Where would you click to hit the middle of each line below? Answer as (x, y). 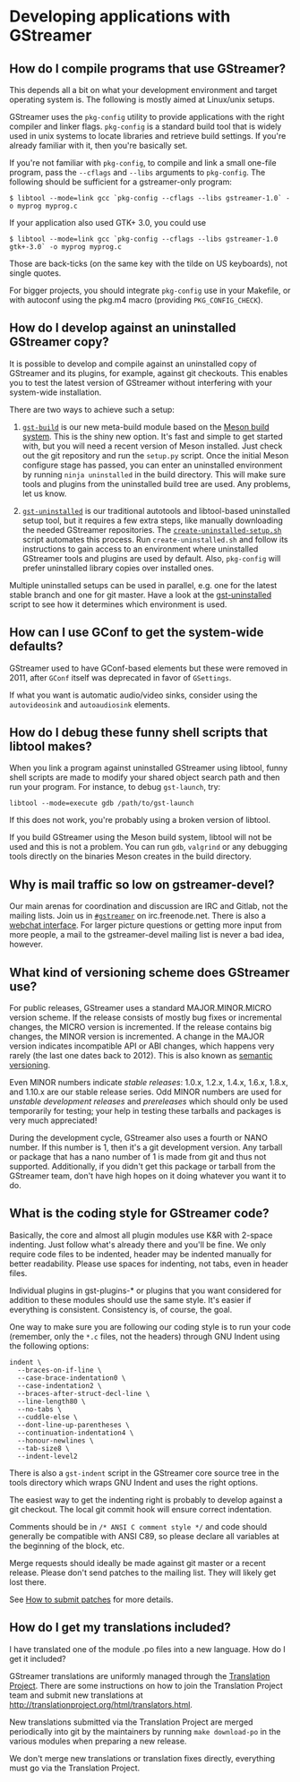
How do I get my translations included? (120, 1628)
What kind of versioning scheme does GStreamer (150, 972)
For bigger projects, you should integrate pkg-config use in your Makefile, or (150, 290)
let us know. (44, 493)
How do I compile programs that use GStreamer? (148, 69)
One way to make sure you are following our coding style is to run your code (150, 1326)
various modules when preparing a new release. (98, 1741)
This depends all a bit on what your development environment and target (143, 90)
